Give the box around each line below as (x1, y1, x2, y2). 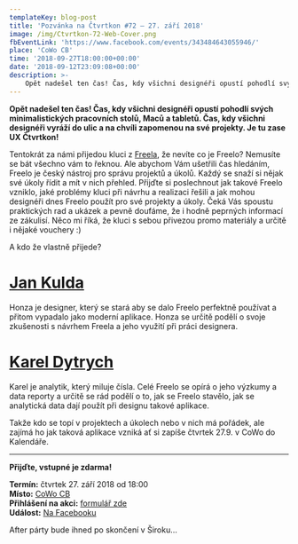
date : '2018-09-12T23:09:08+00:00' (9, 63, 141, 72)
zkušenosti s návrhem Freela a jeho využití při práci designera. (9, 320, 238, 331)
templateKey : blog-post (9, 12, 98, 22)
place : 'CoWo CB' (9, 46, 74, 55)
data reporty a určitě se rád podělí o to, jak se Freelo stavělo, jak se (9, 390, 255, 401)
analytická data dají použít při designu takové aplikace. (9, 400, 210, 411)
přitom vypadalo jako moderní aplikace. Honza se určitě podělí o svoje (9, 311, 266, 322)
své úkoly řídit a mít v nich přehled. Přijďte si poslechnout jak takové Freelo (9, 177, 284, 187)
